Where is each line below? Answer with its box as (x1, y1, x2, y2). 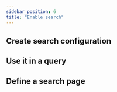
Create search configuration (6, 36, 112, 46)
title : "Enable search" (6, 14, 64, 20)
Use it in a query (6, 56, 67, 66)
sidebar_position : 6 (6, 8, 57, 15)
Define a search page (6, 76, 86, 86)
